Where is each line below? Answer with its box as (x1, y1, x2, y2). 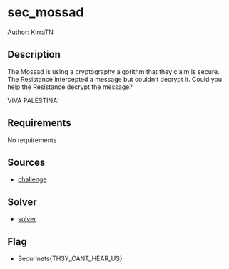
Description (7, 48, 61, 60)
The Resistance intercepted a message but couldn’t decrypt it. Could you (7, 75, 223, 83)
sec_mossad (7, 4, 84, 21)
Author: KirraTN (7, 28, 54, 36)
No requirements (7, 136, 57, 144)
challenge (17, 175, 47, 184)
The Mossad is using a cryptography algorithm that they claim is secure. (7, 67, 220, 75)
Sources (7, 156, 46, 168)
